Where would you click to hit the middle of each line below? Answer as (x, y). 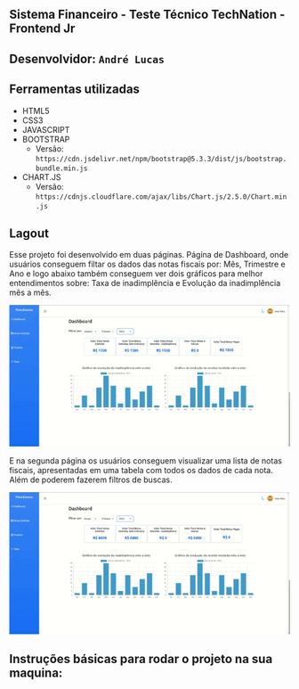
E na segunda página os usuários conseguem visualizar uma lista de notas (146, 461)
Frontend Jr (42, 29)
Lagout (29, 233)
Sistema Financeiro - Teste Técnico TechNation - (147, 15)
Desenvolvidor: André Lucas (87, 58)
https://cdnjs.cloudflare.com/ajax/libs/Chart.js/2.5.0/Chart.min (161, 197)
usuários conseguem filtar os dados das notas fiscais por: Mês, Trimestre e (148, 264)
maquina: (36, 673)
